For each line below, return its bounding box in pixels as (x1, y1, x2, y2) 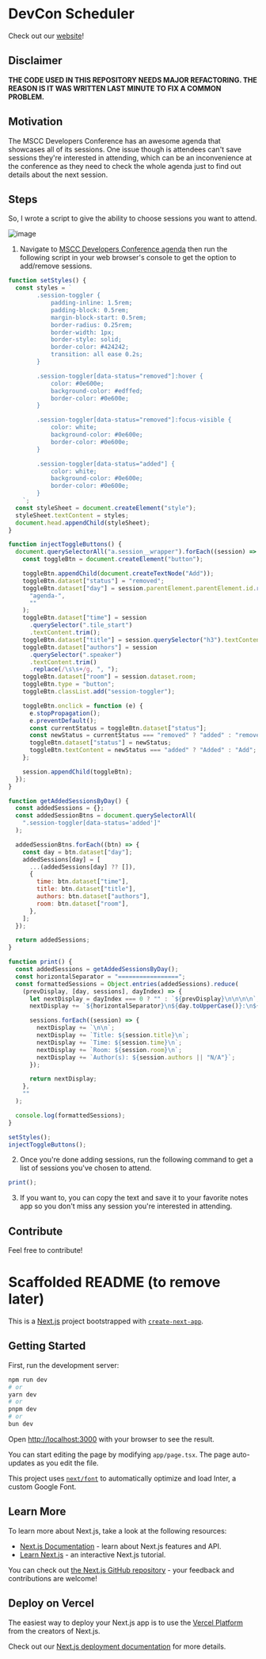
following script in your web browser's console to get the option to (19, 253, 237, 263)
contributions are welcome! (8, 1573, 97, 1583)
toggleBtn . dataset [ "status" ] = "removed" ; (22, 577, 165, 585)
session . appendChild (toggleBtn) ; (22, 767, 133, 776)
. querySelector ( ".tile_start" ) (28, 621, 133, 629)
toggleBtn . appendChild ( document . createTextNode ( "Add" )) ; (22, 570, 215, 578)
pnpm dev (8, 1405, 37, 1413)
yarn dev (8, 1390, 37, 1399)
